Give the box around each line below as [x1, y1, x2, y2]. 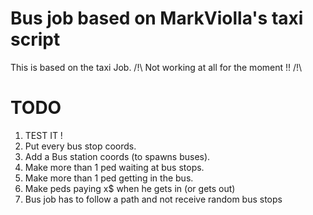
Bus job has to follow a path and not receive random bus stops [24, 193, 283, 205]
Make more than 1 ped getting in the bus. [24, 172, 194, 184]
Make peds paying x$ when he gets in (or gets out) [24, 182, 236, 194]
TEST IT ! [24, 129, 63, 141]
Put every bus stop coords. [24, 140, 137, 152]
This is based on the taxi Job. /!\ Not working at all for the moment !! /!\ [10, 61, 303, 73]
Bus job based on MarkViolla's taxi [10, 7, 304, 30]
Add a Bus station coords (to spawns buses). [24, 150, 211, 162]
